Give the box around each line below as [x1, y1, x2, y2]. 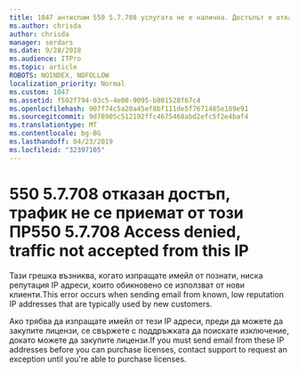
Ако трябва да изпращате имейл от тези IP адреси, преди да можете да [9, 315, 283, 326]
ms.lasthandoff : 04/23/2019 [9, 137, 114, 146]
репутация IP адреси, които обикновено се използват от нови [9, 280, 245, 290]
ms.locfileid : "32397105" [9, 145, 105, 154]
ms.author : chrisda [9, 21, 82, 30]
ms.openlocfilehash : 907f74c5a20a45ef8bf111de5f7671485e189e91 [9, 104, 249, 113]
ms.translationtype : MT [9, 121, 98, 130]
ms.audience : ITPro [9, 54, 82, 63]
